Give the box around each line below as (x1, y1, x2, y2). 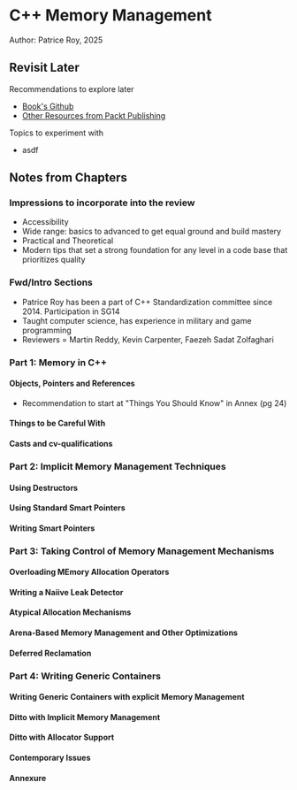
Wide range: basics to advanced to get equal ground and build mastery (21, 226, 281, 237)
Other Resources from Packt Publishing (21, 110, 166, 120)
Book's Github (21, 101, 74, 111)
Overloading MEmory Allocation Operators (9, 567, 170, 578)
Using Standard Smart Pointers (9, 502, 126, 513)
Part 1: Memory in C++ (9, 356, 108, 368)
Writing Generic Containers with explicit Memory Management (9, 692, 245, 702)
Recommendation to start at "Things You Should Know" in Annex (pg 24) (21, 397, 287, 408)
